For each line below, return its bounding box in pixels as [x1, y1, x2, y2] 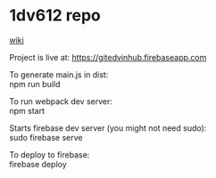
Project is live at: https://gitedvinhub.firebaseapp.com [9, 52, 207, 62]
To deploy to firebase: [9, 149, 90, 160]
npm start [9, 105, 46, 116]
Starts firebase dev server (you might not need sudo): [9, 122, 207, 133]
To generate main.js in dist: [9, 69, 109, 80]
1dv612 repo [9, 5, 101, 26]
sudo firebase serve [9, 132, 83, 142]
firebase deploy [9, 158, 67, 169]
